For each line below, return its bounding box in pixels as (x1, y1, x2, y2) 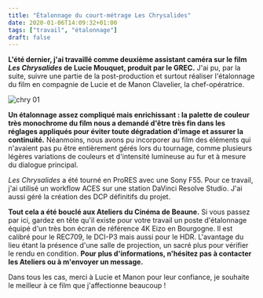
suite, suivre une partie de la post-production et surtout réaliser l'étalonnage (8, 71, 255, 81)
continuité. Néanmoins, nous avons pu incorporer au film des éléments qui (8, 135, 251, 145)
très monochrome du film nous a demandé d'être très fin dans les (8, 118, 226, 128)
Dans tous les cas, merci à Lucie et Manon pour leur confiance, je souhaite (8, 272, 250, 282)
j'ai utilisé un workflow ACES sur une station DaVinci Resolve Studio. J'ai (8, 184, 243, 193)
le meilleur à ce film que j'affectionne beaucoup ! (8, 281, 166, 290)
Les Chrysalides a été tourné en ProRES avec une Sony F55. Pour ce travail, (8, 176, 254, 185)
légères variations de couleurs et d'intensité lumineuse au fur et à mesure (8, 152, 247, 162)
